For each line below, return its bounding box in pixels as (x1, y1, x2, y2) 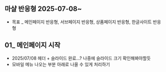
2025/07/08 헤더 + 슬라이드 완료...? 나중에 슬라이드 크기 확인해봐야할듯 (11, 55, 151, 61)
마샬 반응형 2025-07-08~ (4, 4, 82, 13)
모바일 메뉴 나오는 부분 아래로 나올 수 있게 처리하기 (11, 61, 110, 67)
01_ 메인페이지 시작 (4, 41, 61, 50)
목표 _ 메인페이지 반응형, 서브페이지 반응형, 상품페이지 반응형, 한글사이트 (11, 19, 152, 25)
